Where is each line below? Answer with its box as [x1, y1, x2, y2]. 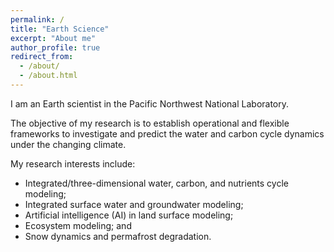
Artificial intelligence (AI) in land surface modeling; [24, 209, 234, 221]
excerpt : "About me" [10, 33, 97, 43]
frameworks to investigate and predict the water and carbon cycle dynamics [10, 127, 325, 140]
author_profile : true [10, 42, 101, 53]
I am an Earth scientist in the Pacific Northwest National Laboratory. [10, 97, 290, 110]
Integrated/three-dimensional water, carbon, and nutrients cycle [24, 177, 289, 189]
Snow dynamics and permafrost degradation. [24, 230, 212, 242]
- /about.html [19, 71, 78, 81]
